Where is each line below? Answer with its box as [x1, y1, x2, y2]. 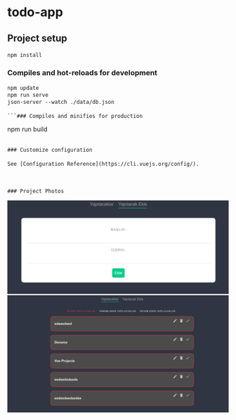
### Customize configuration [7, 147, 93, 154]
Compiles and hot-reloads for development [7, 67, 158, 77]
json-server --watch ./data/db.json [7, 99, 114, 106]
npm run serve [7, 92, 49, 99]
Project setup [7, 32, 68, 44]
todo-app [7, 4, 63, 20]
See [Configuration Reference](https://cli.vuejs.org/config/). [7, 161, 199, 168]
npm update [7, 85, 39, 92]
